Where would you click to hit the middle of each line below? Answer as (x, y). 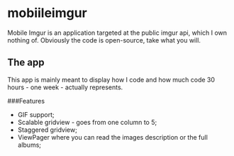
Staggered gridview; (48, 130)
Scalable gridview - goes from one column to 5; (87, 122)
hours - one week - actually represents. (65, 87)
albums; (29, 145)
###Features (26, 101)
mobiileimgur (47, 13)
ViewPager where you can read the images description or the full (112, 137)
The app (26, 63)
